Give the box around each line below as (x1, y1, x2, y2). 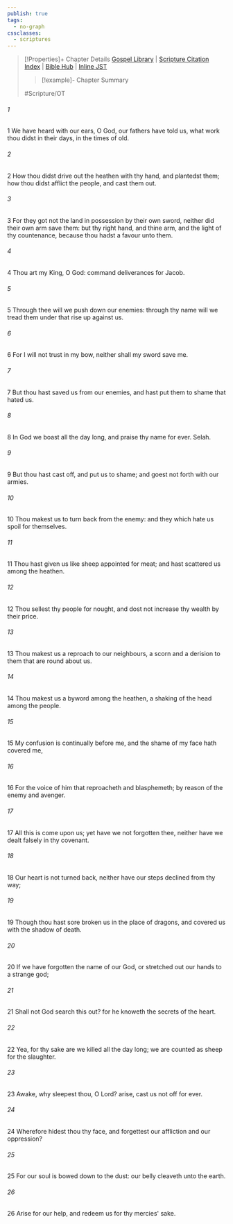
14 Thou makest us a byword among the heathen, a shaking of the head (7, 694, 212, 702)
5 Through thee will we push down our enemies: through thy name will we (7, 306, 218, 315)
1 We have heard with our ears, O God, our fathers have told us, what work (7, 126, 220, 135)
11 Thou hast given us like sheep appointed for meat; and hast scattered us (7, 560, 221, 568)
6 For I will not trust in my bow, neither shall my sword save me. (7, 351, 189, 359)
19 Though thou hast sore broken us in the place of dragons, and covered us (7, 918, 226, 926)
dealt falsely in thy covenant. (7, 836, 89, 844)
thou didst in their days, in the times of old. (7, 134, 130, 142)
